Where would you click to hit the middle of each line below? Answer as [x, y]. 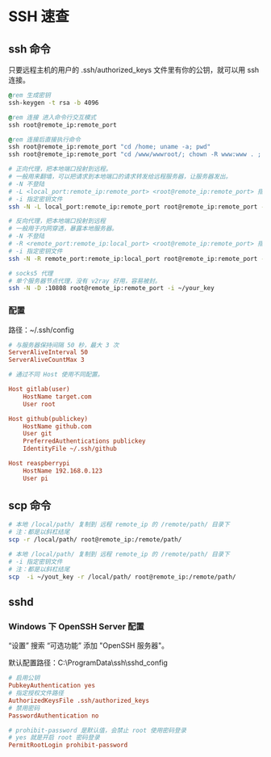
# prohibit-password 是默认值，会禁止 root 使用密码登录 [98, 730]
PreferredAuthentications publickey [85, 441]
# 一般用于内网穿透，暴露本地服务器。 [63, 229]
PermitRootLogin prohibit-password [68, 745]
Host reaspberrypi [39, 464]
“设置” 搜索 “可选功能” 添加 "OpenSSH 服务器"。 [89, 646]
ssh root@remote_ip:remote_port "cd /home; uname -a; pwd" [110, 147]
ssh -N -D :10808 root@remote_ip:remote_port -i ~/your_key [112, 288]
